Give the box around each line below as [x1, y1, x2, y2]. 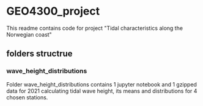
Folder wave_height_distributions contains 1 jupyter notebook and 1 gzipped [6, 80, 197, 88]
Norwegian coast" [6, 30, 52, 38]
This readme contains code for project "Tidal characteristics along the [6, 24, 183, 32]
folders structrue [6, 49, 73, 59]
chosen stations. [6, 93, 48, 101]
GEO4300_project [6, 4, 100, 18]
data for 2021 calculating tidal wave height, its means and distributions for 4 [6, 87, 197, 94]
